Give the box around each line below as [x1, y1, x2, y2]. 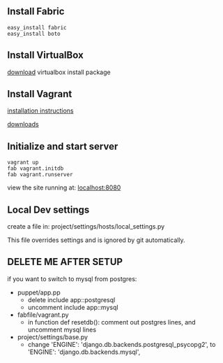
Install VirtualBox [7, 49, 84, 62]
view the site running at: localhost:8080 [7, 183, 121, 192]
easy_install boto [7, 30, 61, 37]
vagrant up [7, 159, 39, 166]
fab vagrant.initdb [7, 165, 64, 172]
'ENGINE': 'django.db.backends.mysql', [27, 348, 141, 356]
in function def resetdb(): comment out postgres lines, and [27, 318, 197, 326]
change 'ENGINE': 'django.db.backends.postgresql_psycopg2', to [27, 340, 216, 348]
